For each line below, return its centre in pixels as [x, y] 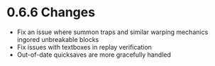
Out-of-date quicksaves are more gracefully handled [94, 55]
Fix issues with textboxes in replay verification [84, 47]
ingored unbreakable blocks [58, 39]
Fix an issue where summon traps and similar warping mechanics [112, 32]
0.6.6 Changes [51, 12]
